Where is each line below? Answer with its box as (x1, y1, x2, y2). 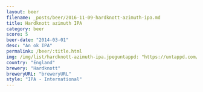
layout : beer (6, 8, 39, 15)
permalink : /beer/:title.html (6, 48, 83, 54)
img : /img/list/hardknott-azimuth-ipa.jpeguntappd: (6, 54, 139, 60)
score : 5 (6, 31, 28, 38)
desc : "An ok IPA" (6, 43, 53, 49)
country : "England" (6, 59, 56, 65)
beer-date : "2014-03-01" (6, 37, 69, 43)
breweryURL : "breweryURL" (6, 71, 71, 77)
